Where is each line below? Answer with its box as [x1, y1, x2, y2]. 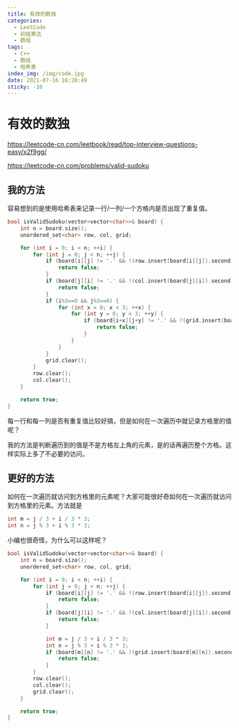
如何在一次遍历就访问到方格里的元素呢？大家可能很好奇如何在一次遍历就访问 [7, 492, 232, 501]
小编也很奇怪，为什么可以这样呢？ [7, 536, 107, 544]
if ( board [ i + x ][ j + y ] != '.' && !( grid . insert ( [83, 317, 225, 325]
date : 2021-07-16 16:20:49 [7, 76, 87, 84]
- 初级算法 [14, 30, 42, 38]
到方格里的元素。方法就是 [7, 501, 83, 510]
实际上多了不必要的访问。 [13, 449, 89, 458]
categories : [7, 17, 43, 24]
